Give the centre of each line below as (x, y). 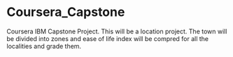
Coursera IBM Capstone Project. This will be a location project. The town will (117, 31)
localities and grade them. (44, 46)
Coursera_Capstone (66, 12)
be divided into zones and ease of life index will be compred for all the (108, 38)
